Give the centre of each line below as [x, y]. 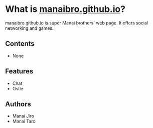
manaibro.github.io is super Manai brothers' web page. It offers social [76, 23]
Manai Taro [24, 121]
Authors [18, 104]
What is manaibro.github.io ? [65, 9]
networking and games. [29, 28]
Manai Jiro [23, 116]
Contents [20, 44]
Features [19, 71]
